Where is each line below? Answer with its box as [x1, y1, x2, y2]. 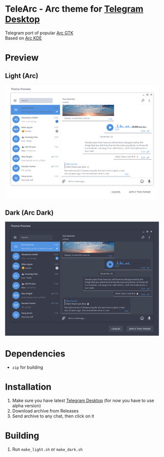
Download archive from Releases [12, 408, 79, 414]
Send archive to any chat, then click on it [12, 413, 94, 419]
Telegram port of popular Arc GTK [5, 30, 74, 36]
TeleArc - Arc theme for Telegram [5, 3, 143, 15]
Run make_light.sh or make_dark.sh [12, 446, 83, 452]
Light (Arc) [5, 72, 39, 80]
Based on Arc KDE [5, 35, 42, 41]
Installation [5, 381, 52, 393]
